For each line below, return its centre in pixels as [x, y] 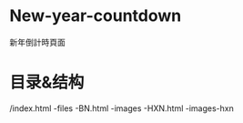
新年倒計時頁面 [37, 42]
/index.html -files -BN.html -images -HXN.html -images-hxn [121, 108]
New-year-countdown [96, 16]
